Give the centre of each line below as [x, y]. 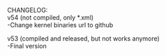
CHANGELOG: [28, 10]
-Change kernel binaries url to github [60, 25]
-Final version [27, 46]
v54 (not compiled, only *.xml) [51, 17]
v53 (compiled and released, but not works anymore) [84, 38]
